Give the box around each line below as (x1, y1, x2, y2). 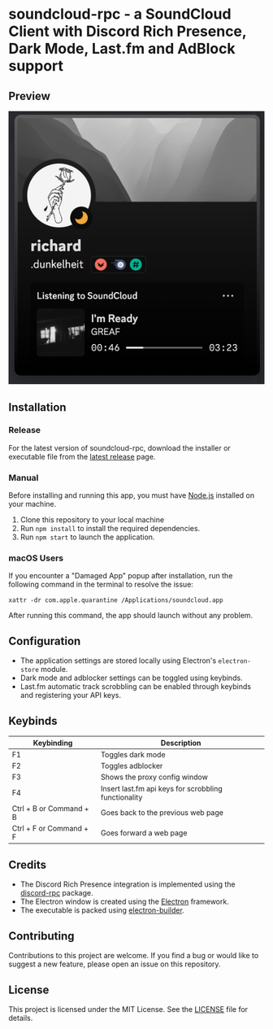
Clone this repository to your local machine (19, 515, 165, 525)
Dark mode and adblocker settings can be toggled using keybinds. (19, 673, 243, 683)
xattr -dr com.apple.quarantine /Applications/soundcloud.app (8, 596, 223, 604)
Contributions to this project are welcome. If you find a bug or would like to (8, 951, 259, 961)
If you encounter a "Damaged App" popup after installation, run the (8, 571, 233, 581)
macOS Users (8, 552, 63, 564)
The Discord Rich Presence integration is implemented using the (19, 879, 236, 889)
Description (160, 738, 201, 748)
